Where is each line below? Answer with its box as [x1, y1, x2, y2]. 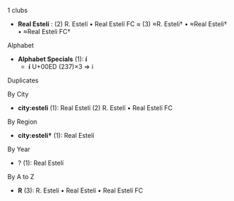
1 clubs [7, 6, 28, 14]
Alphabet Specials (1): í [17, 55, 87, 63]
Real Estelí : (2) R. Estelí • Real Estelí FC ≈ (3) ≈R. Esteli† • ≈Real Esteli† [17, 20, 228, 28]
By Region [7, 117, 38, 126]
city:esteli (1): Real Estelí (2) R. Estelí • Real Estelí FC [17, 104, 173, 112]
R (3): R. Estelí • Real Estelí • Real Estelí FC [17, 186, 144, 195]
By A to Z [7, 173, 35, 180]
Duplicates [7, 76, 39, 85]
